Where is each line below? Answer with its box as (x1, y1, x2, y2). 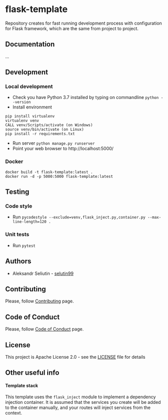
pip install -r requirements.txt (5, 132, 75, 137)
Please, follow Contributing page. (5, 298, 74, 304)
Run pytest (12, 242, 36, 248)
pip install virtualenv (5, 114, 55, 119)
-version (12, 99, 31, 105)
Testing (5, 187, 30, 196)
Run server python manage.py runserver (12, 140, 95, 146)
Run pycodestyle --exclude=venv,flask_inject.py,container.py (12, 214, 146, 220)
